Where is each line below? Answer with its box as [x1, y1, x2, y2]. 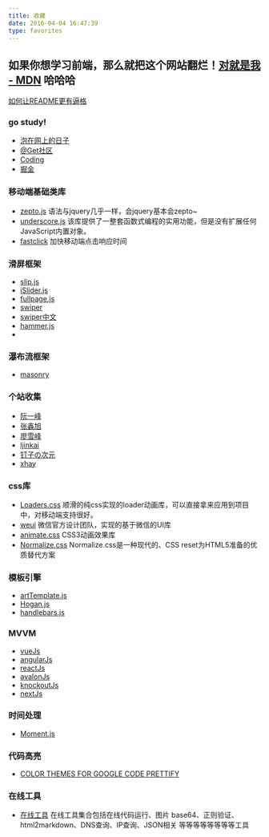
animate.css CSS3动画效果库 [19, 530, 116, 540]
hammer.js [19, 321, 54, 331]
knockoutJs [19, 680, 59, 689]
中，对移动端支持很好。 [19, 510, 98, 520]
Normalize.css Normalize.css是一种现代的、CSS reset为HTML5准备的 [19, 540, 251, 549]
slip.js [19, 277, 40, 287]
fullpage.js [19, 294, 55, 304]
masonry [19, 370, 50, 379]
